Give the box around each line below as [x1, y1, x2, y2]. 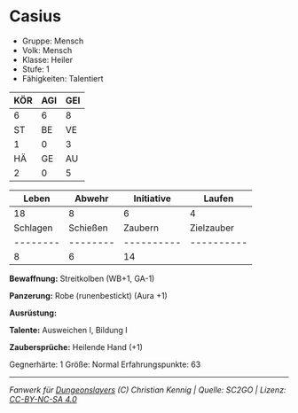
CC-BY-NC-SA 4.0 [9, 394, 77, 404]
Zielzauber [189, 222, 235, 234]
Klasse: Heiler [21, 54, 74, 65]
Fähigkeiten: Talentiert [21, 73, 104, 83]
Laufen [203, 192, 234, 205]
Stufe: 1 [21, 64, 51, 74]
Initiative [133, 192, 171, 205]
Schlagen [13, 222, 53, 234]
